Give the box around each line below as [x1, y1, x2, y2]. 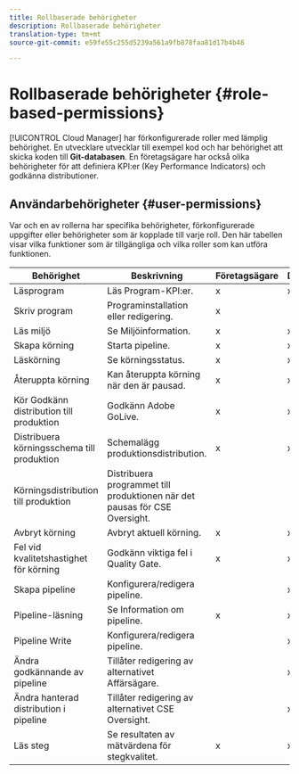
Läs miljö [13, 325, 52, 337]
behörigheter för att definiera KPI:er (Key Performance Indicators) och [9, 161, 266, 172]
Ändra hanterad [13, 692, 79, 704]
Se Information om [106, 604, 184, 615]
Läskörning [13, 354, 61, 366]
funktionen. [9, 249, 52, 259]
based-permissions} [9, 103, 165, 123]
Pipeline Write [13, 635, 72, 646]
